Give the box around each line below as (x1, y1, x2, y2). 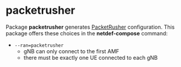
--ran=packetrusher (14, 42, 64, 48)
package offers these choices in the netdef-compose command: (5, 29, 168, 36)
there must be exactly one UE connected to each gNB (23, 54, 158, 61)
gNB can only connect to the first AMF (23, 47, 119, 54)
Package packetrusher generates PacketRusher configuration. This (5, 23, 175, 31)
